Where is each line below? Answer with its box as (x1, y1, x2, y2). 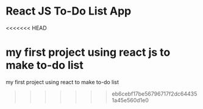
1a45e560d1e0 (112, 96, 149, 104)
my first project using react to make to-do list (5, 78, 119, 85)
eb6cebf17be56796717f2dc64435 (112, 90, 198, 97)
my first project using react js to (5, 45, 171, 59)
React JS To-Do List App (5, 4, 132, 18)
